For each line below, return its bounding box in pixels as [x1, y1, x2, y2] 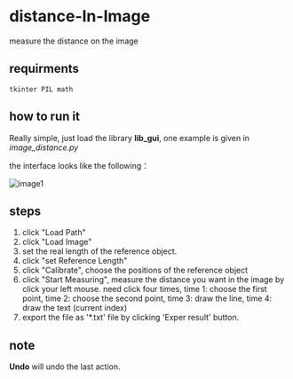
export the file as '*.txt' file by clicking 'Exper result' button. [21, 312, 240, 323]
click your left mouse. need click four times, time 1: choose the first [21, 284, 268, 295]
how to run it [9, 109, 80, 124]
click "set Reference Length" [21, 256, 128, 266]
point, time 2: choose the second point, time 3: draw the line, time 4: [21, 293, 273, 304]
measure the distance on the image [9, 36, 139, 46]
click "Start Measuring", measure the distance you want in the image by [21, 274, 285, 285]
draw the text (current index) [21, 303, 128, 313]
